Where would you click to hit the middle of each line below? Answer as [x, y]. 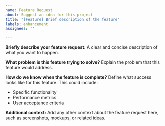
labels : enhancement [27, 24]
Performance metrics [34, 98]
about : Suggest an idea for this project [49, 15]
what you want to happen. [32, 53]
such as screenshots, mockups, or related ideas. [55, 118]
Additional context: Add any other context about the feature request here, [82, 113]
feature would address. [29, 68]
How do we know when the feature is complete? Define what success [78, 77]
